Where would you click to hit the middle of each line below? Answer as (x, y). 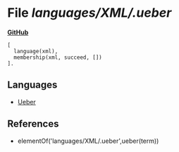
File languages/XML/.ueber (89, 13)
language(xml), (36, 51)
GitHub (18, 32)
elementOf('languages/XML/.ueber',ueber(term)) (88, 141)
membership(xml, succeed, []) (58, 57)
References (33, 124)
